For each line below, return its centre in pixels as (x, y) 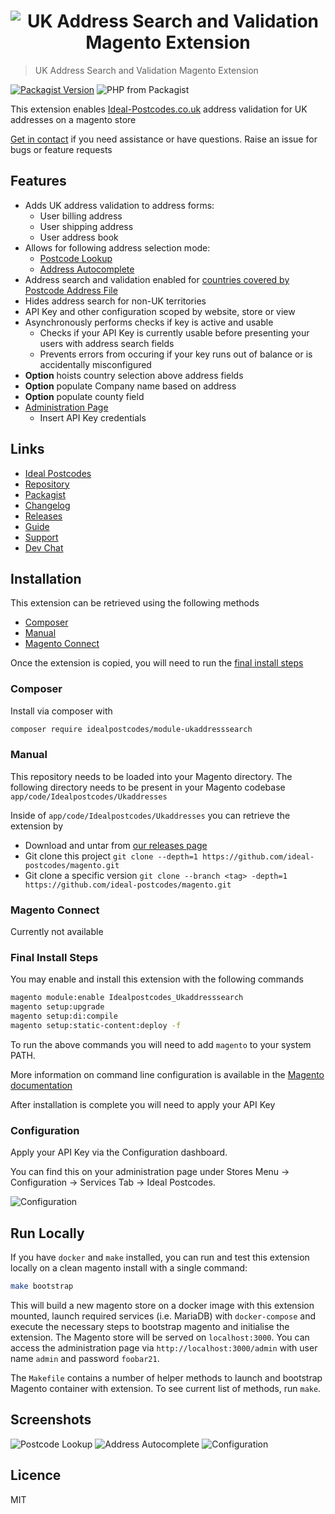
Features (38, 181)
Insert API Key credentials (93, 417)
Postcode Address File (71, 290)
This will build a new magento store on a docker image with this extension (162, 1305)
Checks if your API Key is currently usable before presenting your (174, 332)
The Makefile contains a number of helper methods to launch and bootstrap (166, 1377)
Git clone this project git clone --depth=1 (111, 856)
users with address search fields (107, 343)
